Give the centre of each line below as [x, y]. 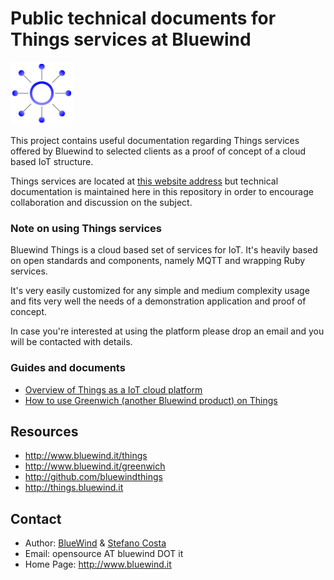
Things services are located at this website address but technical [144, 181]
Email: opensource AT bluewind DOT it [104, 554]
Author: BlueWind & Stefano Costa [95, 543]
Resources [44, 431]
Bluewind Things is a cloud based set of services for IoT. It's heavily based [164, 250]
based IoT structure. [52, 161]
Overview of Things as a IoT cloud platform [113, 389]
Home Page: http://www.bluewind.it [98, 564]
